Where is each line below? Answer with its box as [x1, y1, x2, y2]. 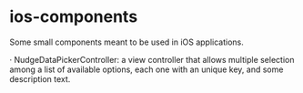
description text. [9, 73, 71, 84]
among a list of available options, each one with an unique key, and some [9, 64, 284, 75]
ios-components [9, 6, 138, 27]
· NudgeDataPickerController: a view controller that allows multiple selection [9, 54, 295, 65]
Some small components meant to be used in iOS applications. [9, 36, 244, 47]
